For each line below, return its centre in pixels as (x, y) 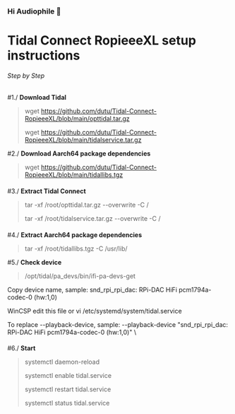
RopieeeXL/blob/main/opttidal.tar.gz (77, 119)
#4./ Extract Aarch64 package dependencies (75, 235)
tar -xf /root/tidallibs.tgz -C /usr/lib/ (76, 248)
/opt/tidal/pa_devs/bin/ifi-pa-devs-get (80, 276)
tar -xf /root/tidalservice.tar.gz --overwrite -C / (92, 218)
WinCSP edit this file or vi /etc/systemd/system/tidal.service (95, 311)
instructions (44, 56)
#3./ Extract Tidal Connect (47, 191)
